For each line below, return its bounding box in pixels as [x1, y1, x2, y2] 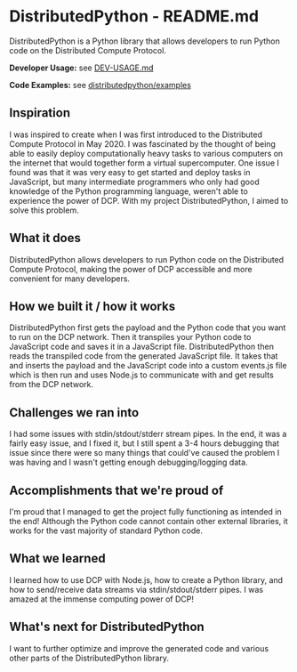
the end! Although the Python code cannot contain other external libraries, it [9, 516, 288, 526]
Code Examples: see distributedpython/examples [9, 79, 191, 90]
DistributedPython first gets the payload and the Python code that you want [9, 322, 286, 333]
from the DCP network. [9, 379, 94, 390]
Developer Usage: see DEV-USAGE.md [9, 62, 154, 73]
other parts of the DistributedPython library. [9, 652, 169, 663]
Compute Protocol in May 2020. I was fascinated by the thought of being [9, 138, 276, 149]
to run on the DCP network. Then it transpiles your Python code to [9, 332, 252, 343]
